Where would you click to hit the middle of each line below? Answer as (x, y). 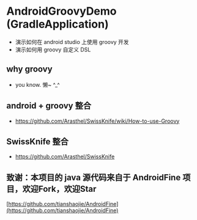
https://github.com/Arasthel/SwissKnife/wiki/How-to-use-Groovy (97, 121)
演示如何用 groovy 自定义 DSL (53, 50)
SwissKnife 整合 (38, 141)
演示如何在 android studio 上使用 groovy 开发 (72, 42)
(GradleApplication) (58, 24)
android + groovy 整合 (49, 106)
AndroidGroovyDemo (62, 11)
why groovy (30, 69)
